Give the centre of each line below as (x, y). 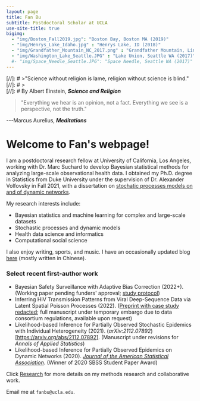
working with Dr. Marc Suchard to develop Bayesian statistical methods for (98, 167)
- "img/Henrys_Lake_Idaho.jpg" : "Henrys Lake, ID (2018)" (86, 45)
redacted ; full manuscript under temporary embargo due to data (93, 312)
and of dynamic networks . (38, 192)
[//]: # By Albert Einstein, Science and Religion (64, 91)
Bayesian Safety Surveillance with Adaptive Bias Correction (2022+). (99, 286)
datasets (26, 222)
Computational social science (51, 241)
